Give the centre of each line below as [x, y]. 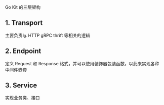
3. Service [21, 86]
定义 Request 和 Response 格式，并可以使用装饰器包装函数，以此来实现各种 [82, 63]
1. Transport [24, 23]
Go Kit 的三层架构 [23, 7]
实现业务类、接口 [22, 98]
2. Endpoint [23, 51]
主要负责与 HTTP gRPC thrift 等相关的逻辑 [48, 35]
